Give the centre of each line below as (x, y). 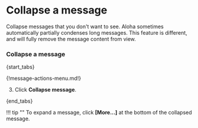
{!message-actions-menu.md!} (44, 78)
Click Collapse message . (46, 90)
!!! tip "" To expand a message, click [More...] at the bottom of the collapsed (99, 113)
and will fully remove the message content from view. (71, 39)
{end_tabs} (20, 101)
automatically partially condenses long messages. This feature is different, (97, 32)
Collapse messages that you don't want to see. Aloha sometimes (85, 26)
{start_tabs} (20, 67)
